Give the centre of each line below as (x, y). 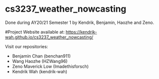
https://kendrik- (81, 32)
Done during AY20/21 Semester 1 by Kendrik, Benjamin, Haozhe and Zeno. (80, 22)
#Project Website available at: (35, 32)
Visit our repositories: (27, 46)
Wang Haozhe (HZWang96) (40, 61)
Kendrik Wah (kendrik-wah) (40, 71)
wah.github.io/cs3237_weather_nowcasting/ (49, 37)
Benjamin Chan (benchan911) (41, 56)
